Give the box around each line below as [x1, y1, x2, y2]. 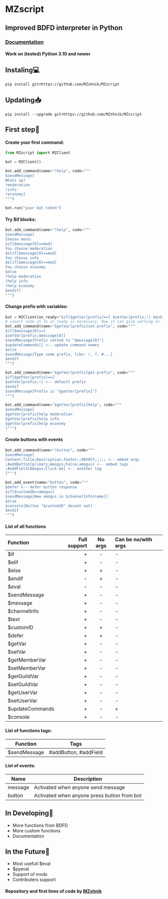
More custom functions [12, 827, 61, 833]
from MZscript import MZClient [5, 150, 70, 156]
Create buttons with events [5, 437, 63, 443]
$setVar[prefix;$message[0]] [5, 333, 66, 339]
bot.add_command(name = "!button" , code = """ [5, 447, 95, 453]
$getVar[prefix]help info [5, 417, 59, 422]
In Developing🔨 [5, 809, 53, 817]
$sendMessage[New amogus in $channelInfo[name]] [5, 494, 108, 499]
